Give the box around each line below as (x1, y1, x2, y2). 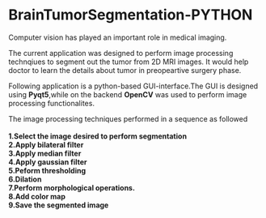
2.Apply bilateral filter (8, 139, 84, 149)
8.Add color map (8, 191, 66, 201)
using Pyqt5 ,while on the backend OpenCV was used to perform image (8, 89, 247, 99)
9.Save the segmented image (8, 200, 109, 210)
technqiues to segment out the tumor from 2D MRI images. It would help (8, 57, 249, 66)
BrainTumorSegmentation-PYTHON (8, 6, 253, 24)
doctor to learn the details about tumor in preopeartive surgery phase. (8, 65, 242, 75)
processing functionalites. (8, 98, 95, 108)
